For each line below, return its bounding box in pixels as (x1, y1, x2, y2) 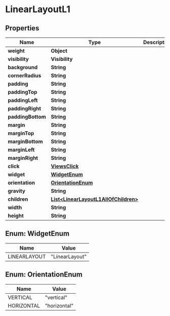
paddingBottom (8, 113, 47, 120)
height (8, 212, 24, 219)
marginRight (8, 155, 38, 161)
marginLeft (8, 146, 35, 153)
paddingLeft (8, 97, 38, 103)
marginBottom (8, 138, 43, 145)
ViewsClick (51, 163, 79, 169)
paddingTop (8, 89, 37, 95)
